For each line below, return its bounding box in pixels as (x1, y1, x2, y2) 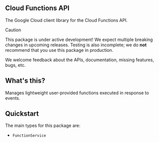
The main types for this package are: (5, 123, 80, 129)
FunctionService (12, 133, 46, 139)
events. (5, 95, 20, 101)
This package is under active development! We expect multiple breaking (5, 36, 153, 42)
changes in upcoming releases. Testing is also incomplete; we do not (5, 42, 147, 48)
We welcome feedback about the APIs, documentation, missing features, (5, 57, 154, 63)
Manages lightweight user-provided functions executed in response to (5, 90, 149, 96)
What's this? (5, 77, 46, 85)
